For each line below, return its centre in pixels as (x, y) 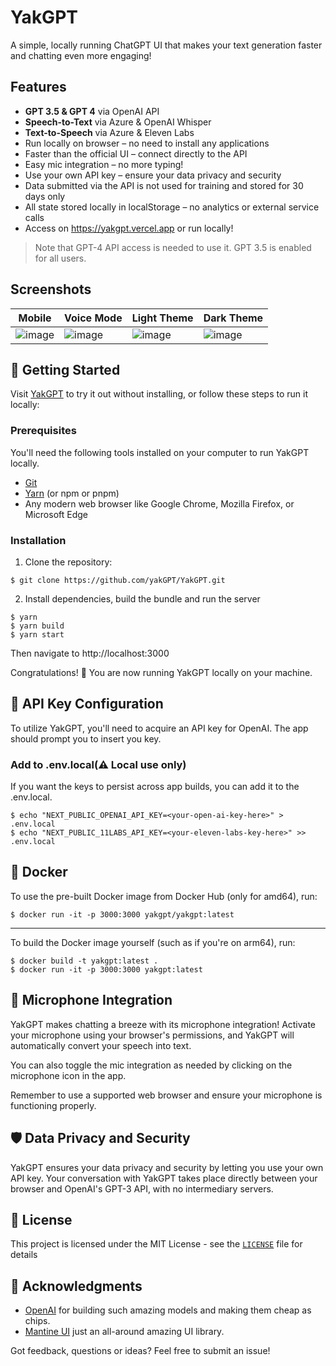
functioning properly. (53, 1105)
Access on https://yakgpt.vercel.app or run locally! (129, 228)
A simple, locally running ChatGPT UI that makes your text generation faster (166, 45)
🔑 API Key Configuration (87, 704)
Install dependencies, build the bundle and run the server (142, 598)
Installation (38, 540)
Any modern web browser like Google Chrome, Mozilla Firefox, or (159, 503)
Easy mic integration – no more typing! (104, 164)
